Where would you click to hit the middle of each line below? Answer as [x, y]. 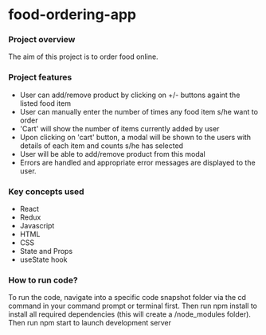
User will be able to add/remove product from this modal [112, 154]
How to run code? [43, 280]
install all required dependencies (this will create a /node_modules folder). [129, 314]
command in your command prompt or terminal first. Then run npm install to [133, 306]
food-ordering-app [72, 15]
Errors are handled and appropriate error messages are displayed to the [138, 162]
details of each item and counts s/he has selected [102, 146]
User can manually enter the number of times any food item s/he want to [139, 111]
